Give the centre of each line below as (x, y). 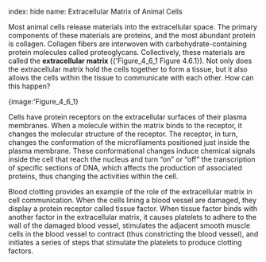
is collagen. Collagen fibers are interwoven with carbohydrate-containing (128, 44)
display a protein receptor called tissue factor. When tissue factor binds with (133, 209)
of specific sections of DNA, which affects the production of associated (125, 168)
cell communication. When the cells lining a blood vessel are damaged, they (132, 200)
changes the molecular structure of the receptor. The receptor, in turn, (123, 134)
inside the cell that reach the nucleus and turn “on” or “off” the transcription (132, 159)
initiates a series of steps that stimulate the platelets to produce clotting (125, 242)
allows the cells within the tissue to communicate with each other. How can (131, 78)
